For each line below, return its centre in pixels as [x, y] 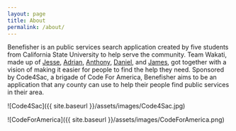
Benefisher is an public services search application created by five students [118, 47]
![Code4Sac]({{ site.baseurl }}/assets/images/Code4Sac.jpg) [96, 106]
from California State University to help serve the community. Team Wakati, [117, 55]
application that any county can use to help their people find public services [118, 85]
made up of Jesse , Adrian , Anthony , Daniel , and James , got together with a [117, 62]
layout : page [27, 14]
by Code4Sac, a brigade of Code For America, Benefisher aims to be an [112, 77]
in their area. [26, 92]
